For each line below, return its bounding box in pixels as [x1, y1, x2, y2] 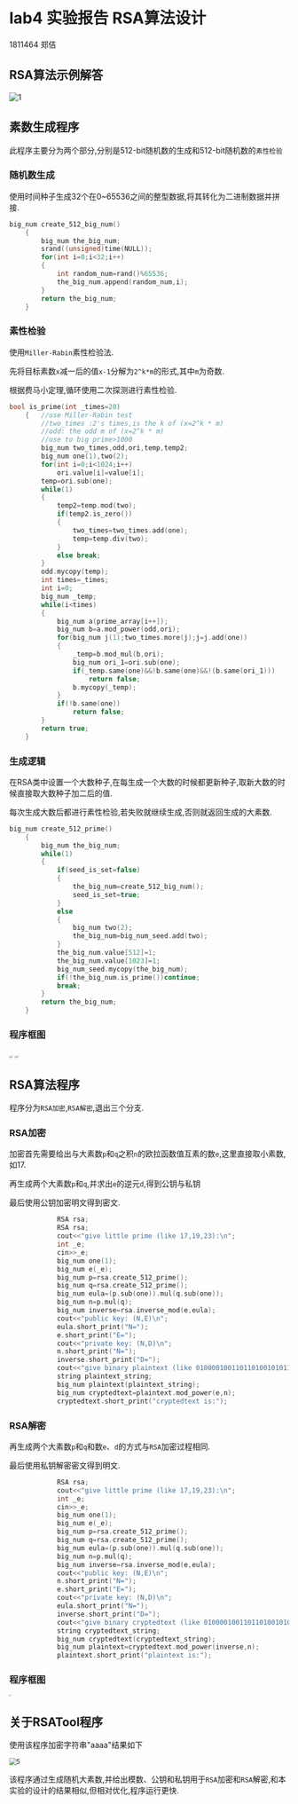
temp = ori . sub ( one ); [41, 477, 114, 485]
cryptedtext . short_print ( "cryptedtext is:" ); [56, 1397, 228, 1406]
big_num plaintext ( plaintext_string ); [56, 1380, 200, 1389]
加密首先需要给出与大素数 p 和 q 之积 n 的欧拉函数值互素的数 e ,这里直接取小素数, [9, 1148, 286, 1159]
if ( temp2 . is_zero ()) [56, 509, 133, 519]
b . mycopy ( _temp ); [72, 682, 137, 692]
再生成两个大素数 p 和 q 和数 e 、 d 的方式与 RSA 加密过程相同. [9, 1441, 211, 1452]
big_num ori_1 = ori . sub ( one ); [72, 658, 180, 666]
